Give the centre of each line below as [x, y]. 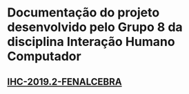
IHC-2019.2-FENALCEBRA [64, 81]
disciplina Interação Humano [91, 42]
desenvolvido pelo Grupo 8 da [95, 27]
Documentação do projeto [83, 13]
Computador [44, 57]
